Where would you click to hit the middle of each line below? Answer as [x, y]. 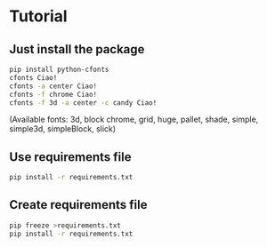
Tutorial [39, 16]
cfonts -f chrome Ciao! [53, 94]
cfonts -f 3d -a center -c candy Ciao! [83, 103]
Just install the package [77, 49]
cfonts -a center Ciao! [53, 86]
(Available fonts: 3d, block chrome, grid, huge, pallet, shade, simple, [134, 120]
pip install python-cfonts [59, 69]
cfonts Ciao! [33, 77]
